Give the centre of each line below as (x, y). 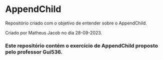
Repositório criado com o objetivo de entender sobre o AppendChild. (76, 23)
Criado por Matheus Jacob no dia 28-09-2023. (54, 32)
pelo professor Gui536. (34, 52)
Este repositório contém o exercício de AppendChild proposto (82, 45)
